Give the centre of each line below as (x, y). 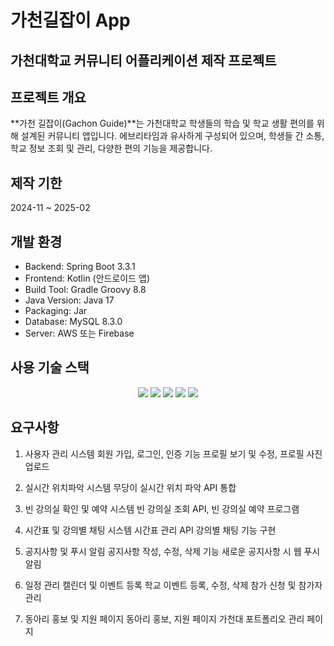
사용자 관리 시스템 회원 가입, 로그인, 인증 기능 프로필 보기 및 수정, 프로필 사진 (173, 453)
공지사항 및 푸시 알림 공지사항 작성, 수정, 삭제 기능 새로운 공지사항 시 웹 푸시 (172, 551)
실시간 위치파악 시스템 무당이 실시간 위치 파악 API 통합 (130, 487)
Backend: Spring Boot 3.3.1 (80, 267)
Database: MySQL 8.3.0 (73, 322)
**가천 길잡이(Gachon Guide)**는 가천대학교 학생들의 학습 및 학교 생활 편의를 (162, 123)
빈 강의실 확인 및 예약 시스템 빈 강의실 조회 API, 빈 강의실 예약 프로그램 (162, 508)
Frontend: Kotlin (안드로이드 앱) (87, 278)
